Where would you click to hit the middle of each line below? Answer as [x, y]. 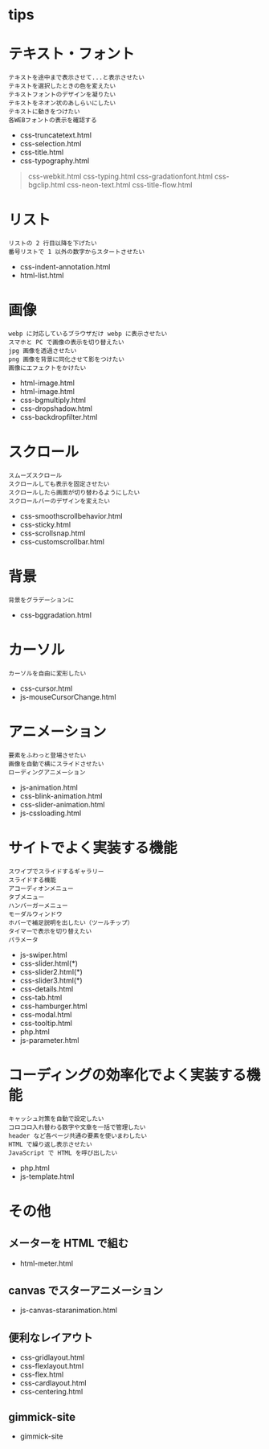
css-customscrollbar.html [62, 541]
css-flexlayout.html [52, 1366]
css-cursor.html [46, 688]
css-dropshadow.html [56, 408]
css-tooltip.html [46, 1023]
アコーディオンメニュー [41, 889]
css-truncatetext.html [56, 135]
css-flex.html [42, 1375]
